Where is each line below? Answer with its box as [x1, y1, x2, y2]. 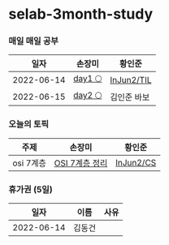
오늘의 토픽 [8, 118, 50, 130]
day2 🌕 [72, 90, 102, 101]
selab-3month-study [8, 5, 154, 24]
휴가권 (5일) [8, 183, 53, 195]
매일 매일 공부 [8, 36, 59, 47]
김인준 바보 [109, 91, 150, 102]
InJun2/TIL [109, 74, 152, 85]
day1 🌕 [72, 73, 102, 84]
